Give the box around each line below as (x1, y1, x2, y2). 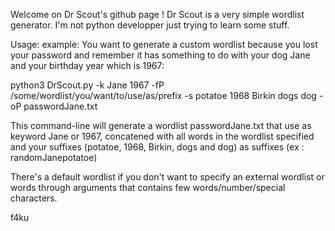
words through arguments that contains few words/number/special (10, 182, 286, 193)
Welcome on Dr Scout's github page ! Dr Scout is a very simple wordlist (10, 9, 305, 20)
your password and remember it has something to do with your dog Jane (10, 49, 311, 61)
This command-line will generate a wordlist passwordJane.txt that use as (10, 120, 312, 131)
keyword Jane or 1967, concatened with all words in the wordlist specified (10, 130, 315, 142)
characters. (10, 192, 58, 204)
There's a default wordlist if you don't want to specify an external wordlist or (10, 171, 325, 183)
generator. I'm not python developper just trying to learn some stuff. (10, 19, 290, 31)
